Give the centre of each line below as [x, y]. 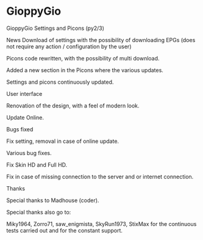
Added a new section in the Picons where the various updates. [85, 70]
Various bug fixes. [29, 153]
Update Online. [25, 117]
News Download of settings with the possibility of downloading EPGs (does [101, 40]
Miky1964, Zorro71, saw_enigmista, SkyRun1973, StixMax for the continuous [101, 224]
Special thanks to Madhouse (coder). [53, 200]
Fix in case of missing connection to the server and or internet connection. [100, 176]
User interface [24, 93]
